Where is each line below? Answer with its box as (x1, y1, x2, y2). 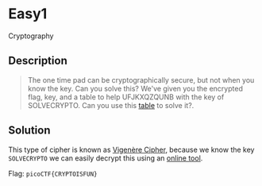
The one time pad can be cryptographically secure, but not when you (27, 75, 255, 84)
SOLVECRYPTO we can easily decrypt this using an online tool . (8, 153, 203, 163)
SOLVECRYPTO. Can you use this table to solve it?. (27, 100, 195, 110)
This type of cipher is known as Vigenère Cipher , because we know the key (8, 145, 255, 154)
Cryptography (8, 31, 54, 41)
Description (8, 54, 67, 68)
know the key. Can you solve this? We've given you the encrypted (27, 83, 244, 93)
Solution (8, 124, 51, 138)
